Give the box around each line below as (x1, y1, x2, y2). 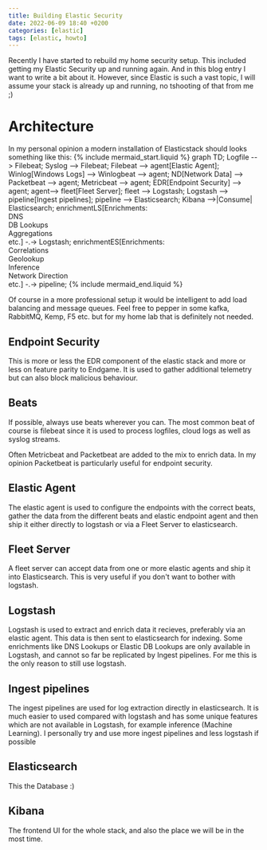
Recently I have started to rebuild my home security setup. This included (8, 56, 246, 65)
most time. (8, 834, 43, 844)
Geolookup (8, 254, 45, 264)
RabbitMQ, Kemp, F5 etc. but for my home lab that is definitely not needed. (8, 312, 253, 321)
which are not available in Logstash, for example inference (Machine (8, 720, 233, 730)
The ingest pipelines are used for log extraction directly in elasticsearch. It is (8, 703, 259, 713)
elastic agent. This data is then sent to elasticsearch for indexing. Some (8, 633, 243, 643)
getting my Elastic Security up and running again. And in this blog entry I (8, 65, 246, 74)
